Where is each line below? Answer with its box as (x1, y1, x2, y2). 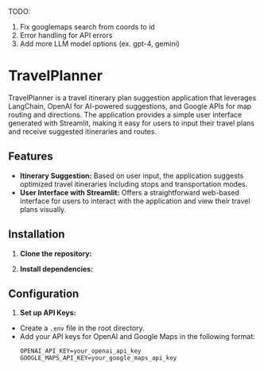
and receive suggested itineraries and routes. (8, 126, 157, 136)
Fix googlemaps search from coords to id (19, 22, 155, 31)
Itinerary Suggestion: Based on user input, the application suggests (19, 171, 244, 180)
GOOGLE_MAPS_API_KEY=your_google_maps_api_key (19, 354, 177, 362)
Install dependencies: (19, 264, 94, 273)
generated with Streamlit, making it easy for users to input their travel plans (8, 118, 254, 128)
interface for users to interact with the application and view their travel (19, 196, 250, 206)
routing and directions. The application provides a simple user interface (8, 110, 243, 119)
